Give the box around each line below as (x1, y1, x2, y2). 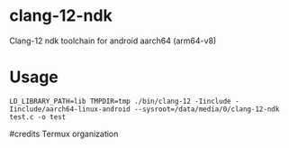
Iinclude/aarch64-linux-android (9, 105, 131, 114)
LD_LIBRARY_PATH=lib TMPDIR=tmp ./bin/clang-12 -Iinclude (9, 97, 231, 106)
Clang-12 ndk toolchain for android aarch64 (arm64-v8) (9, 35, 217, 46)
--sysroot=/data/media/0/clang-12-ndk (133, 105, 280, 114)
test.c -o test (9, 112, 67, 122)
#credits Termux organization (9, 128, 119, 139)
